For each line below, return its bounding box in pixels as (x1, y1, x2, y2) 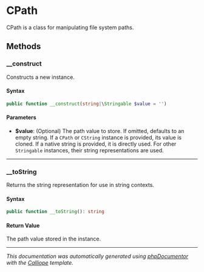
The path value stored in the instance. (6, 235, 101, 243)
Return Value (6, 222, 40, 229)
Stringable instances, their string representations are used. (15, 146, 164, 154)
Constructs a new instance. (6, 73, 75, 81)
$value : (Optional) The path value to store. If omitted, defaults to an (15, 127, 185, 134)
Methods (6, 41, 41, 52)
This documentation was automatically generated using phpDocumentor (6, 253, 189, 260)
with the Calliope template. (6, 259, 74, 267)
